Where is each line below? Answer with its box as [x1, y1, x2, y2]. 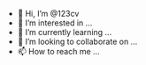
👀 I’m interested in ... [17, 18, 93, 28]
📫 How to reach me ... [17, 47, 100, 56]
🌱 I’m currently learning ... [17, 27, 112, 37]
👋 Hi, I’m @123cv [17, 9, 80, 18]
